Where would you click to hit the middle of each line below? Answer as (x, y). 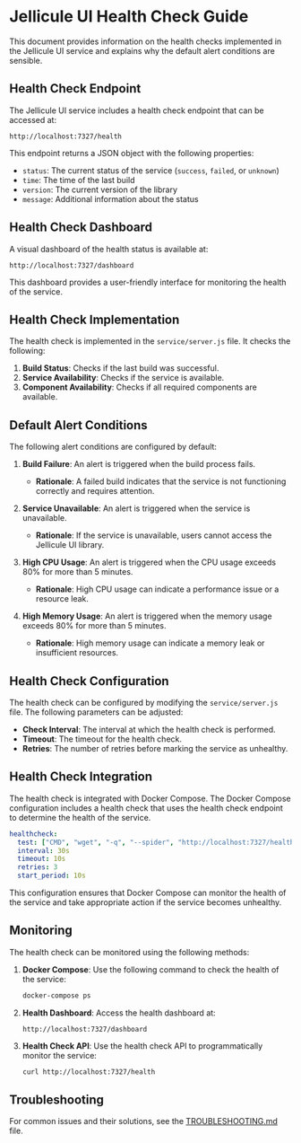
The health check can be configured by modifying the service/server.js (144, 703)
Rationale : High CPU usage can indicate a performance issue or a (157, 589)
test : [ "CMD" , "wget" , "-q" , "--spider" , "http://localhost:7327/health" (158, 842)
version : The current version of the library (99, 189)
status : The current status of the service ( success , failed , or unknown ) (150, 170)
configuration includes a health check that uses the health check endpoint (146, 808)
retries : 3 (38, 867)
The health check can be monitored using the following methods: (129, 952)
